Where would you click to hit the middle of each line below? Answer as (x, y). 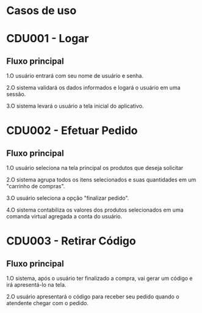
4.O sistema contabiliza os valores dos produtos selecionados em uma (95, 210)
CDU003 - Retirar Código (71, 241)
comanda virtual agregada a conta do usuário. (64, 216)
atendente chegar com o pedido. (48, 303)
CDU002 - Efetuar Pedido (72, 131)
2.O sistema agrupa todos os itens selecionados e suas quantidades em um (101, 180)
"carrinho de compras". (36, 186)
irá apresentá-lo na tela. (36, 285)
